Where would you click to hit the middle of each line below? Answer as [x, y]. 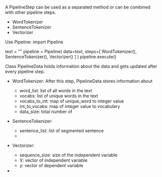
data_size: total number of [46, 111]
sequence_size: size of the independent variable [68, 155]
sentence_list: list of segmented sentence [62, 131]
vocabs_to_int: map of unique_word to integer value [72, 101]
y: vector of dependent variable [51, 165]
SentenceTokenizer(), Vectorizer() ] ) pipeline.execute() [61, 57]
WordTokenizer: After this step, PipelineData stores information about [82, 81]
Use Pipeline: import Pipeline [34, 42]
